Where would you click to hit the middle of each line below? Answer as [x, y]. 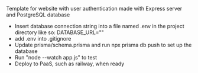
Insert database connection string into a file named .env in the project [99, 26]
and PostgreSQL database [38, 15]
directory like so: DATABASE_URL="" [59, 32]
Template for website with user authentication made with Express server [94, 9]
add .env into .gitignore [43, 39]
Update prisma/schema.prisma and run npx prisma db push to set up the [103, 45]
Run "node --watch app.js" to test [56, 57]
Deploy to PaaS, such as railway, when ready [69, 64]
